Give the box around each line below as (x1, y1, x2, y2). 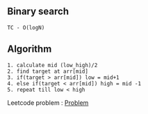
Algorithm (7, 43, 52, 55)
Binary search (7, 6, 69, 17)
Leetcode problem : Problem (7, 98, 89, 107)
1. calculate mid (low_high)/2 (7, 62, 98, 69)
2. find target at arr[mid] (7, 68, 89, 75)
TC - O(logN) (7, 24, 45, 31)
